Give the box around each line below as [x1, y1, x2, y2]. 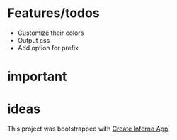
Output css [17, 36, 50, 44]
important [7, 69, 67, 85]
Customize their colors [17, 28, 84, 37]
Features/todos [7, 5, 101, 21]
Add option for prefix [17, 43, 79, 52]
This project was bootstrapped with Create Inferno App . [7, 124, 171, 133]
